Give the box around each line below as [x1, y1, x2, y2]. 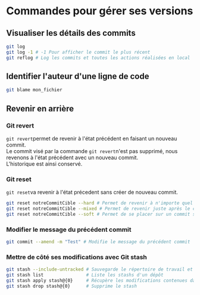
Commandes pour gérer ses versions [6, 4, 193, 18]
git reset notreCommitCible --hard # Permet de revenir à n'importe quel [6, 200, 193, 206]
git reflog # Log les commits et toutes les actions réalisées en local [6, 55, 190, 61]
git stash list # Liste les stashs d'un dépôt [6, 272, 164, 278]
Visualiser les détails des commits [6, 28, 136, 38]
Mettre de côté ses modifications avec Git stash [6, 253, 148, 262]
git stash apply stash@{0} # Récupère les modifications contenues [6, 278, 187, 284]
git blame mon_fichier [6, 87, 62, 93]
